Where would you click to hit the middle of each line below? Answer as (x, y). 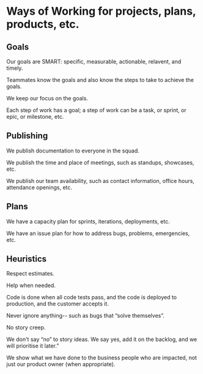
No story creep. (26, 327)
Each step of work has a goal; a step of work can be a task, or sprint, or (96, 110)
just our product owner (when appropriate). (61, 364)
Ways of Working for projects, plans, (101, 11)
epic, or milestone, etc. (35, 117)
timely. (15, 68)
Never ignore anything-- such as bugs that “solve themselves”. (86, 316)
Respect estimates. (31, 274)
